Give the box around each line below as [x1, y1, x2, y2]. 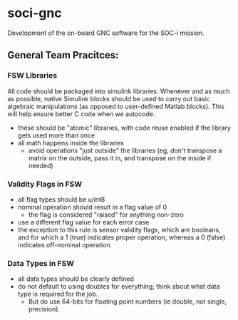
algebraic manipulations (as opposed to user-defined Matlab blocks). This [7, 102, 224, 110]
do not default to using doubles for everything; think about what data [17, 282, 220, 291]
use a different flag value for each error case [17, 217, 150, 226]
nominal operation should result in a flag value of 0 [17, 202, 167, 211]
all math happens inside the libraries [17, 138, 125, 147]
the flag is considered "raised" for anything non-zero [28, 210, 184, 219]
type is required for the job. [17, 290, 98, 299]
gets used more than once [17, 130, 95, 140]
